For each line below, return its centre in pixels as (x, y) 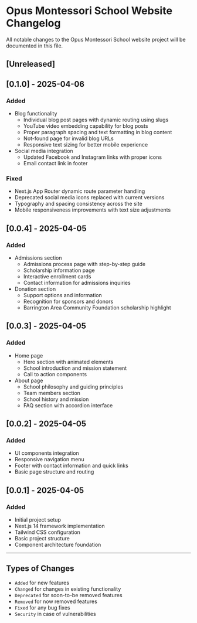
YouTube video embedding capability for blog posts (86, 126)
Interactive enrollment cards (57, 276)
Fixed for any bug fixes (42, 607)
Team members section (52, 393)
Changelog (33, 23)
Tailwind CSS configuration (47, 532)
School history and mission (56, 399)
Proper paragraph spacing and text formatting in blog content (98, 132)
